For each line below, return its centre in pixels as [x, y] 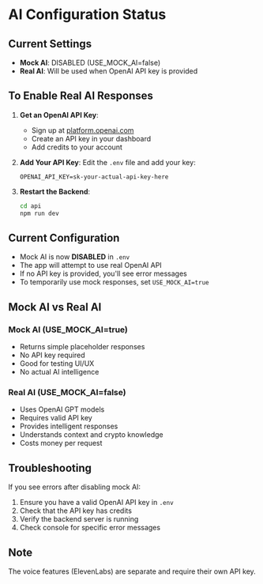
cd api [30, 206]
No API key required [52, 355]
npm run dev [39, 213]
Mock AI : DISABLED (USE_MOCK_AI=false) [90, 62]
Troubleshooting [50, 468]
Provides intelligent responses [69, 426]
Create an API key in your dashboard [91, 138]
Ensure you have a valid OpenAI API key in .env [96, 503]
